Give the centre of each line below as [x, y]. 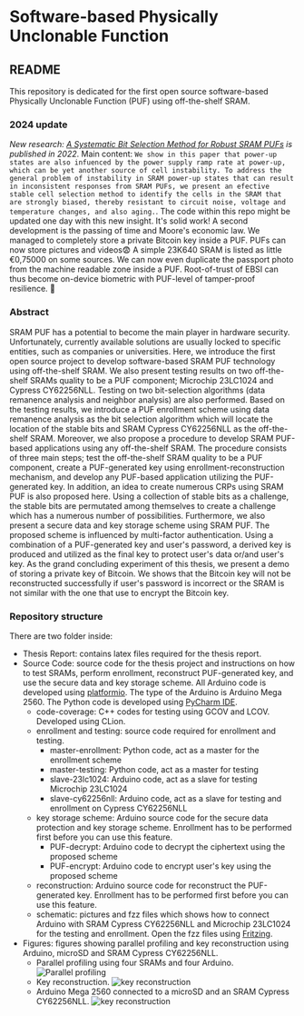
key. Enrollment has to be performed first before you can [182, 895]
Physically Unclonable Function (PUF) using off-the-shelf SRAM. [130, 101]
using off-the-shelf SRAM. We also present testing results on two [131, 371]
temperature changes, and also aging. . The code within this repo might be [150, 212]
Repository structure [56, 616]
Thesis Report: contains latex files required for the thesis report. [142, 653]
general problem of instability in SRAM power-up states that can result [152, 179]
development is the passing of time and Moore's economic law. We [135, 231]
